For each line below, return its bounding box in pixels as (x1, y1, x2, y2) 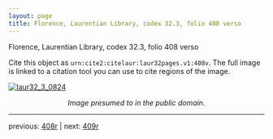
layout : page (8, 11, 53, 20)
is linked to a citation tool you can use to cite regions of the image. (8, 66, 231, 76)
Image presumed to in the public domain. (67, 98, 206, 107)
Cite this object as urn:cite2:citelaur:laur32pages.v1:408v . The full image (8, 58, 261, 67)
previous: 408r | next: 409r (8, 121, 99, 131)
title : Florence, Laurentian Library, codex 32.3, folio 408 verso (8, 20, 242, 28)
